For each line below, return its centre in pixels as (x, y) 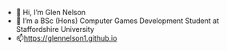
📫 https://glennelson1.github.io (66, 38)
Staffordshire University (55, 29)
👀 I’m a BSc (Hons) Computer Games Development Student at (117, 21)
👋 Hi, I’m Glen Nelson (51, 12)
